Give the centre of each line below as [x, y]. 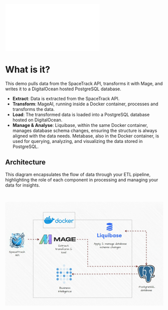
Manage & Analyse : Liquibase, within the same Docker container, [80, 125]
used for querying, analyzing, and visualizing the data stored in [77, 141]
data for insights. [23, 185]
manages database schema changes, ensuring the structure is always [85, 130]
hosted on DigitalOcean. [37, 120]
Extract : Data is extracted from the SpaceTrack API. [66, 98]
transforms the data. [34, 109]
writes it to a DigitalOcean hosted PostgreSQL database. [63, 89]
